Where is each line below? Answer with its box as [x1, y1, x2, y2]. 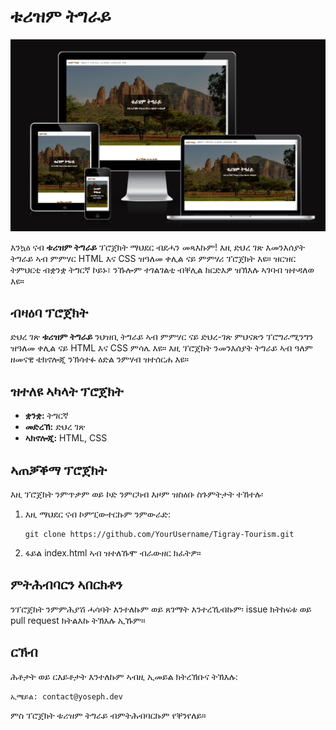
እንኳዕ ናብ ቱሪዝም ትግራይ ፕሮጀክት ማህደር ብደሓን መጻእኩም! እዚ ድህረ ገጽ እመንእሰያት [10, 241, 306, 253]
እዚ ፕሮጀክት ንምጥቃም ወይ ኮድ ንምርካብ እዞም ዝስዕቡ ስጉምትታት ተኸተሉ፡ [10, 488, 264, 500]
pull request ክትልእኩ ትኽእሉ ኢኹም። [10, 614, 146, 626]
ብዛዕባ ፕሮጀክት [10, 304, 88, 321]
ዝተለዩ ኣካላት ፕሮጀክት [10, 383, 124, 400]
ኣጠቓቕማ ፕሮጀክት [10, 461, 107, 479]
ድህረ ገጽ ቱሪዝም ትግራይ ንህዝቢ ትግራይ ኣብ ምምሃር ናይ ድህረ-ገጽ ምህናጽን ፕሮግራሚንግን [10, 331, 314, 343]
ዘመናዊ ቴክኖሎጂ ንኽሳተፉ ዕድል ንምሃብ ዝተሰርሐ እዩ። [10, 353, 190, 365]
